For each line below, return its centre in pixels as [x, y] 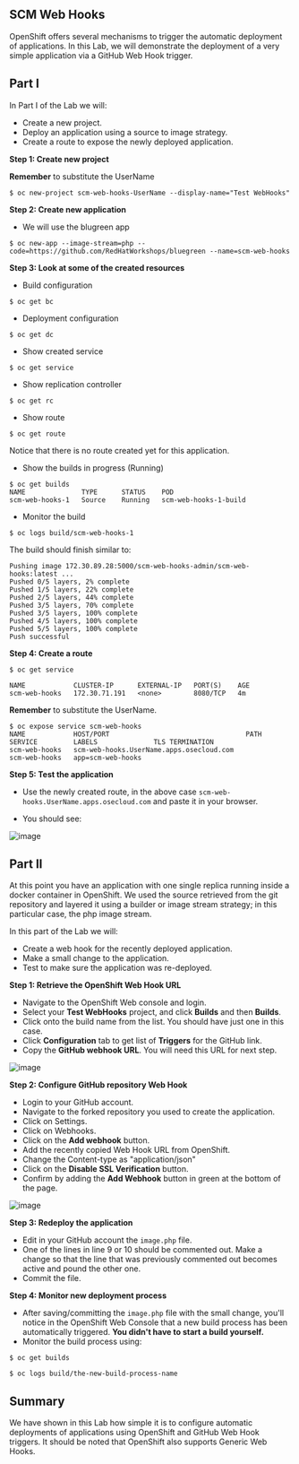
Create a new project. [62, 122]
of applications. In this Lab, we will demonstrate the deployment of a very [145, 46]
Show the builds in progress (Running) [93, 468]
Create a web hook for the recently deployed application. [127, 949]
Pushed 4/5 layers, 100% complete [74, 621]
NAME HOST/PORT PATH [136, 734]
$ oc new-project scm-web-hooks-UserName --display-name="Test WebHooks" [150, 193]
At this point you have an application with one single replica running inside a [149, 886]
